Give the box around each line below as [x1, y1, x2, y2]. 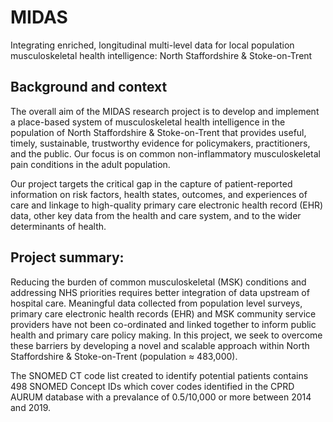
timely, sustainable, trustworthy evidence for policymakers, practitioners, [10, 137, 311, 149]
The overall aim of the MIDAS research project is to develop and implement [10, 105, 320, 117]
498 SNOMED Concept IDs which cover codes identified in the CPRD [10, 380, 295, 392]
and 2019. [10, 401, 52, 413]
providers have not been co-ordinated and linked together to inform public [10, 318, 317, 330]
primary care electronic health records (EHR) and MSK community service [10, 307, 317, 320]
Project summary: [10, 249, 125, 266]
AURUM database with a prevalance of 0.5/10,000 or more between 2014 [10, 391, 312, 403]
